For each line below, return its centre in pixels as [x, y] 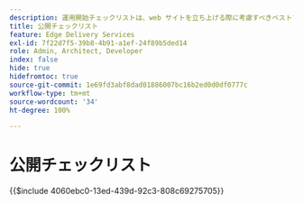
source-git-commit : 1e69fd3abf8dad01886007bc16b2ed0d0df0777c [129, 85]
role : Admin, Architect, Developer [76, 51]
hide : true [30, 69]
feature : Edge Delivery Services [72, 34]
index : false [34, 60]
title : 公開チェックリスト [54, 26]
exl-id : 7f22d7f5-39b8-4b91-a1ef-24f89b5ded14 [98, 43]
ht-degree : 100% [40, 110]
